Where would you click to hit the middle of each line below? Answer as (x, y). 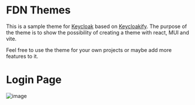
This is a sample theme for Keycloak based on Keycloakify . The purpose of (97, 26)
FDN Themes (38, 10)
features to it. (22, 56)
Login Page (34, 80)
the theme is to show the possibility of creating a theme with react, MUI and (98, 32)
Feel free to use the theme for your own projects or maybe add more (89, 50)
